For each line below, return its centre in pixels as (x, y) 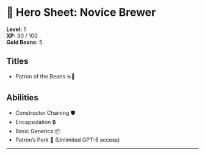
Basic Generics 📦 (38, 131)
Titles (17, 61)
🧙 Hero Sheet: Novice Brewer (81, 12)
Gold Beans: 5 (24, 42)
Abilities (22, 98)
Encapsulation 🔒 (35, 122)
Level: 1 (16, 29)
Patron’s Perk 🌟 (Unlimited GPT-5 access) (67, 140)
